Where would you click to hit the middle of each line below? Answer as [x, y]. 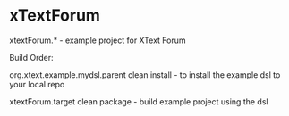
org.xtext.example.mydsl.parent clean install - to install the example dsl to [145, 75]
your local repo [37, 84]
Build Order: [31, 57]
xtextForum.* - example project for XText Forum [98, 40]
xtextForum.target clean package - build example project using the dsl [139, 101]
